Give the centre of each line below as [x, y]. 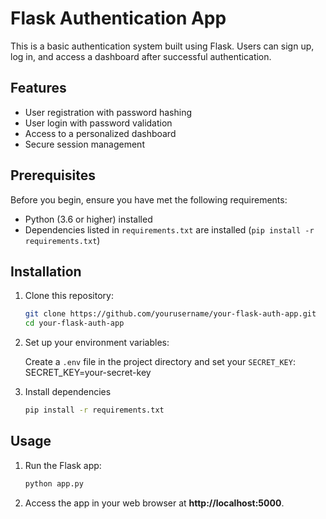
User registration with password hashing [108, 112]
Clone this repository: [69, 296]
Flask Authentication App [118, 18]
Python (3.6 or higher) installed [88, 219]
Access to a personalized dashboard [100, 133]
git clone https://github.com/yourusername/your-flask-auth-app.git [170, 314]
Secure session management [84, 144]
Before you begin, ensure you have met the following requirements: [149, 199]
